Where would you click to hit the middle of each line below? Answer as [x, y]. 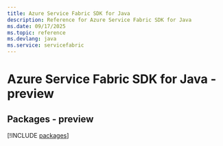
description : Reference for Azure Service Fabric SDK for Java [99, 20]
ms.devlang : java [32, 39]
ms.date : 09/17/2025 [37, 26]
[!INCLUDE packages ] [38, 135]
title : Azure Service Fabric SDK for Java [69, 13]
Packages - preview [50, 119]
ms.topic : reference [37, 33]
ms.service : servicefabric [46, 45]
